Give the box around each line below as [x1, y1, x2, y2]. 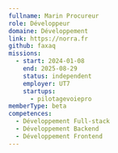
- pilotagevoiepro [29, 95, 92, 103]
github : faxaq [8, 42, 57, 50]
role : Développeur [8, 19, 70, 28]
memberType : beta [8, 102, 67, 110]
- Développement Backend [15, 125, 99, 133]
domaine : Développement [8, 27, 89, 35]
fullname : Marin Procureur [8, 11, 99, 20]
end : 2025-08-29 [23, 65, 78, 73]
